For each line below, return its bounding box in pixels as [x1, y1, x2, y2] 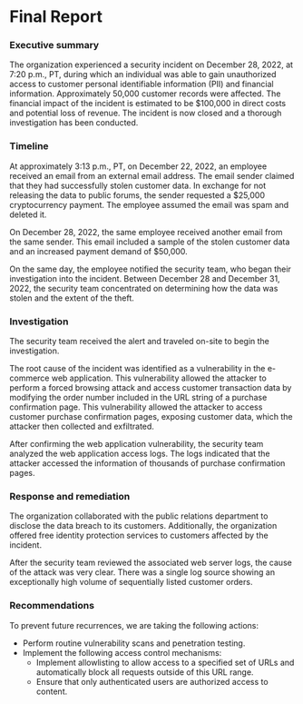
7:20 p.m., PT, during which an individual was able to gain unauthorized [9, 69, 277, 80]
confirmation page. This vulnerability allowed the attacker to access [9, 402, 263, 412]
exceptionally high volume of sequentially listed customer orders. [9, 577, 253, 588]
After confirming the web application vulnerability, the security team [9, 439, 264, 450]
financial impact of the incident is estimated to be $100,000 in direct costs [9, 98, 287, 109]
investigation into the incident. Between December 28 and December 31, [9, 273, 280, 283]
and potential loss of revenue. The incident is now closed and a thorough [9, 107, 282, 119]
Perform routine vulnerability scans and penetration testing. [22, 638, 246, 649]
